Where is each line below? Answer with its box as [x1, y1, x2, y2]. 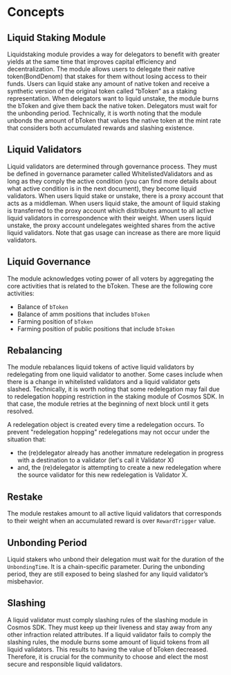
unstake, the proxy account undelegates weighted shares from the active [7, 221, 216, 229]
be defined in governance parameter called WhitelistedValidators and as [7, 169, 213, 177]
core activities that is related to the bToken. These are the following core [7, 281, 213, 290]
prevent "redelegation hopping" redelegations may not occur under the [7, 428, 210, 437]
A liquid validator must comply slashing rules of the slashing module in [7, 615, 208, 624]
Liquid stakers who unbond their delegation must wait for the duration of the [7, 555, 225, 563]
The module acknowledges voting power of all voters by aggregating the [7, 274, 214, 283]
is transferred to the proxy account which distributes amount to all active [7, 206, 214, 215]
